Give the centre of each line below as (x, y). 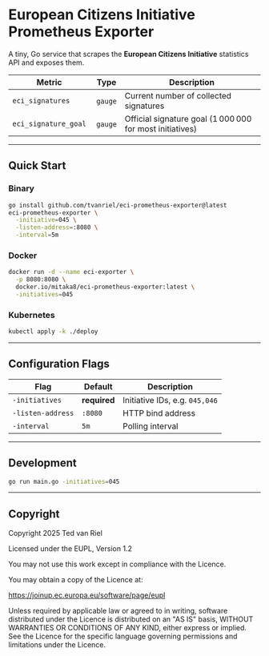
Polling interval (151, 426)
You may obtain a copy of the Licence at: (76, 580)
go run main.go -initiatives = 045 (64, 481)
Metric (49, 82)
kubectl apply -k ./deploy (53, 332)
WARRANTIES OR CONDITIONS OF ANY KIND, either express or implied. (127, 628)
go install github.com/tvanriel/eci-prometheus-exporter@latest (118, 205)
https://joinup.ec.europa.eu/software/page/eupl (87, 595)
